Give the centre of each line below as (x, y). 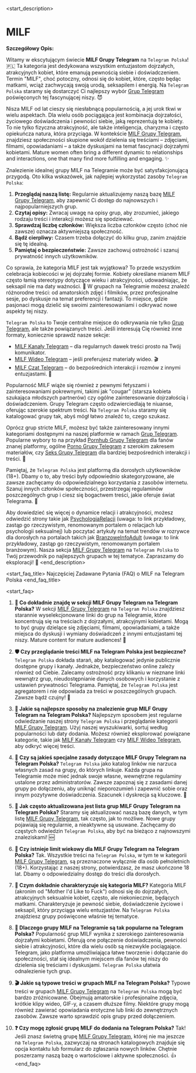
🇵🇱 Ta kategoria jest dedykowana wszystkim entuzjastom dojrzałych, (90, 66)
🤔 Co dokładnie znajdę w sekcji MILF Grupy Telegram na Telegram (96, 602)
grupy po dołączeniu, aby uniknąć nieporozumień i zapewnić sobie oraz (101, 788)
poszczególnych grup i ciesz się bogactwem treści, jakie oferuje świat (90, 495)
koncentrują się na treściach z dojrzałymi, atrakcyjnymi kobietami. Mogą (101, 621)
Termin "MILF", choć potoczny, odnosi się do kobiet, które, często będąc (94, 78)
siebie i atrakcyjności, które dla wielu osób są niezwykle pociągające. (98, 946)
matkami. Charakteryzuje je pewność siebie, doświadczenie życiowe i (99, 904)
